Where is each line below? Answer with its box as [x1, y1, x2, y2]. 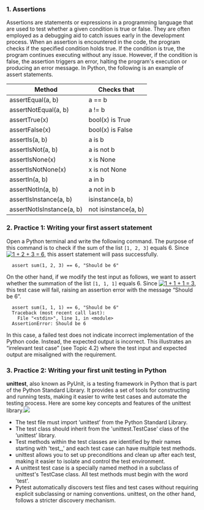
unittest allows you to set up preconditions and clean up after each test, [15, 451, 197, 458]
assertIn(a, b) [9, 175, 48, 184]
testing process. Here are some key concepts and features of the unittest [6, 399, 191, 407]
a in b [88, 175, 105, 184]
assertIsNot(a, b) [9, 146, 58, 154]
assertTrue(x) [9, 116, 49, 124]
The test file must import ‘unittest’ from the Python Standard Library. [15, 418, 188, 426]
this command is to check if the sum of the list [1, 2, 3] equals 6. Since [6, 244, 189, 251]
